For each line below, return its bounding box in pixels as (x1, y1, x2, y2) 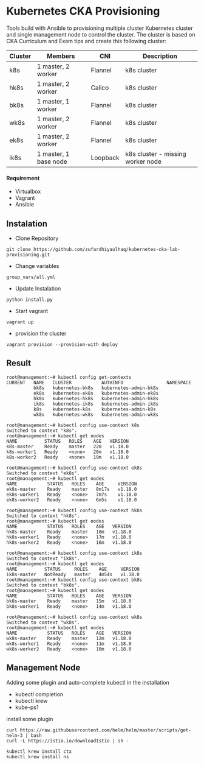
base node (36, 157, 68, 166)
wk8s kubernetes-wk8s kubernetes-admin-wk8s (33, 411, 159, 418)
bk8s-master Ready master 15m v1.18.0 (6, 598, 132, 604)
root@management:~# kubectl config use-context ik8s (6, 550, 143, 556)
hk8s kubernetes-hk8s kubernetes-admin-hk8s (33, 395, 159, 401)
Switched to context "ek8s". (6, 470, 80, 476)
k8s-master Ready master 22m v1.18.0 (6, 443, 129, 449)
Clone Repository (15, 234, 59, 242)
